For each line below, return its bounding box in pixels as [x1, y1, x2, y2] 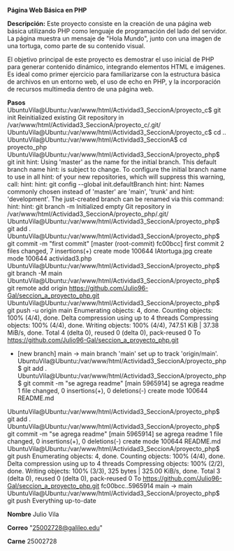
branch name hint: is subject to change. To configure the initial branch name [7, 166, 227, 173]
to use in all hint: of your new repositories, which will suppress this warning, [7, 172, 226, 181]
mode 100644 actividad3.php [7, 254, 92, 263]
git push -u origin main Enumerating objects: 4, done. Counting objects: [7, 307, 213, 314]
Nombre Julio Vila [7, 510, 59, 518]
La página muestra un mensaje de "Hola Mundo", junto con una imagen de [7, 34, 221, 43]
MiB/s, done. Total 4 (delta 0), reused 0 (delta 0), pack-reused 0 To [7, 328, 201, 337]
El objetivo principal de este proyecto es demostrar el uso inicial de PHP [7, 55, 214, 64]
